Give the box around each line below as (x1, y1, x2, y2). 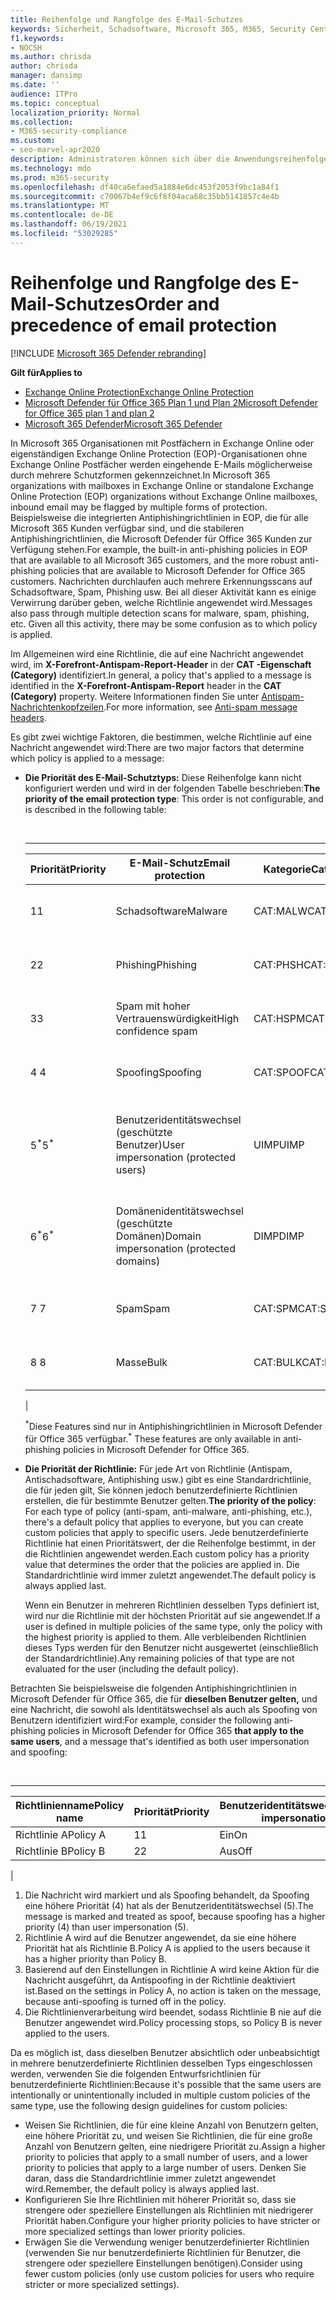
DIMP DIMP (253, 1229, 305, 1243)
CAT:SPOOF (253, 1065, 311, 1079)
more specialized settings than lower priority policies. (24, 2226, 246, 2237)
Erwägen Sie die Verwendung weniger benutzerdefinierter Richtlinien (24, 2236, 310, 2248)
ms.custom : (10, 136, 56, 146)
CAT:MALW (253, 904, 308, 918)
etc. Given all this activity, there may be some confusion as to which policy (10, 617, 318, 630)
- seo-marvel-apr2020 (10, 145, 101, 155)
